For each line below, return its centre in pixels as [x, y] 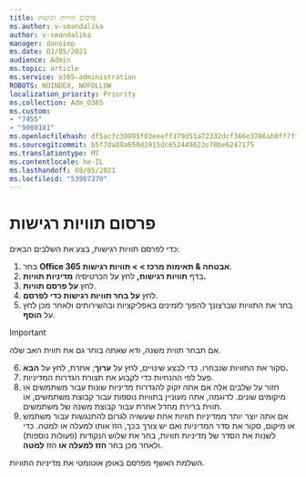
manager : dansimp [42, 43]
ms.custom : [30, 111]
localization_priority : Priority [73, 94]
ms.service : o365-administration [73, 77]
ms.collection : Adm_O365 [56, 102]
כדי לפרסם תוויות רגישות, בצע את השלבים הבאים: [95, 249]
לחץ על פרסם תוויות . [59, 286]
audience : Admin [40, 60]
